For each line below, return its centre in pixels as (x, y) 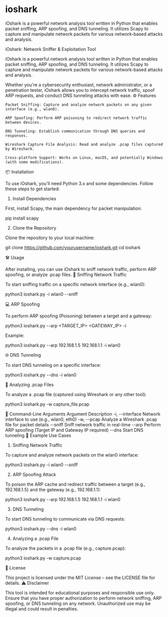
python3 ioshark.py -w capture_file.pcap (47, 404)
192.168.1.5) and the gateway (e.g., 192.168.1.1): (53, 489)
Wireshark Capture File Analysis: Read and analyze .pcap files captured (84, 144)
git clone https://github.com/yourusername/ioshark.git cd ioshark (73, 247)
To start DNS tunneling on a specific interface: (53, 365)
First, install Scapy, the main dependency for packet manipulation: (74, 208)
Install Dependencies (34, 198)
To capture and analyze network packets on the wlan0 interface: (72, 455)
